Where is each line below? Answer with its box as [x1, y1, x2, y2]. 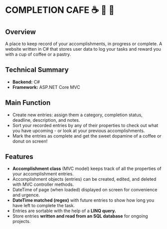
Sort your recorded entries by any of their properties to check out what [12, 122, 159, 128]
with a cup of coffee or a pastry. [5, 51, 71, 57]
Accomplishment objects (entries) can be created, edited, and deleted [12, 176, 157, 182]
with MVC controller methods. [12, 181, 74, 187]
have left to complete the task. [12, 203, 75, 209]
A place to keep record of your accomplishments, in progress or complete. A [5, 41, 163, 47]
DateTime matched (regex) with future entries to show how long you [12, 197, 155, 203]
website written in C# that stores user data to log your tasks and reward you [5, 46, 161, 52]
